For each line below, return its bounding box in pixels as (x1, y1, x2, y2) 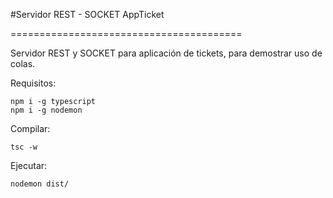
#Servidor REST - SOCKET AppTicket (10, 9, 165, 20)
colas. (10, 58, 36, 69)
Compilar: (10, 123, 51, 134)
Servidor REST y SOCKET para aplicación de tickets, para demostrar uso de (10, 47, 323, 59)
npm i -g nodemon (10, 105, 83, 115)
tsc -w (10, 142, 38, 152)
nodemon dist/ (10, 179, 70, 189)
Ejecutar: (10, 160, 48, 171)
